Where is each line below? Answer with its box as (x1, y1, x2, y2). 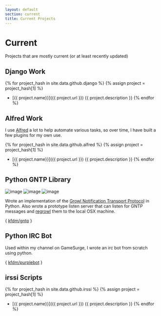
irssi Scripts (5, 273, 42, 281)
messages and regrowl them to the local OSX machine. (5, 208, 116, 214)
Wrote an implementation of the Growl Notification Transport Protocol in (5, 198, 150, 204)
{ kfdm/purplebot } (5, 259, 43, 265)
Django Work (5, 67, 45, 75)
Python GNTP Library (5, 176, 71, 184)
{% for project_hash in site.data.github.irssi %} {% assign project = (5, 286, 140, 292)
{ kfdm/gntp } (5, 218, 33, 223)
